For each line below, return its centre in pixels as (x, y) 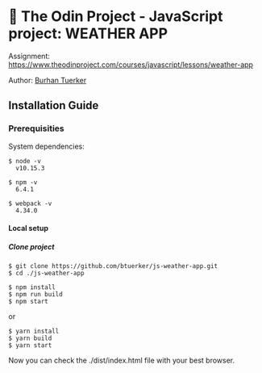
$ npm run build (35, 295)
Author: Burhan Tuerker (48, 80)
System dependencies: (46, 146)
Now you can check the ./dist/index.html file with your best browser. (122, 360)
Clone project (31, 246)
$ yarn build (30, 338)
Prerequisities (36, 128)
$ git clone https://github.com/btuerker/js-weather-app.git (113, 266)
